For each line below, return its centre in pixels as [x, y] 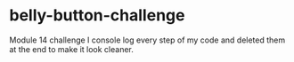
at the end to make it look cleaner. [71, 49]
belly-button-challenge [97, 15]
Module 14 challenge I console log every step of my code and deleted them [147, 40]
